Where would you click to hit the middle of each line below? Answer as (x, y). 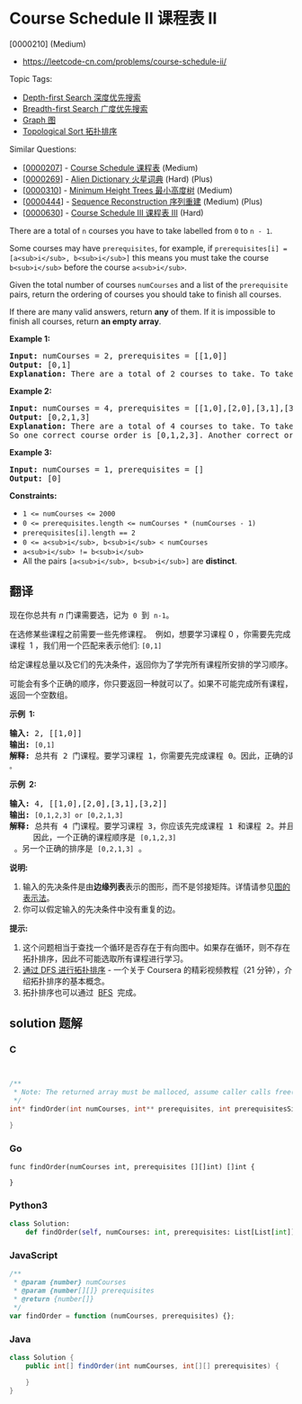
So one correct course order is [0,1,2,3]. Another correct (145, 435)
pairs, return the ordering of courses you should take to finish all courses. (145, 294)
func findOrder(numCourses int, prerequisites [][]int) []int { (132, 1167)
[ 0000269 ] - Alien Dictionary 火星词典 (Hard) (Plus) (117, 179)
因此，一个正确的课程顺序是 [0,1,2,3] (105, 837)
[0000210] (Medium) (48, 44)
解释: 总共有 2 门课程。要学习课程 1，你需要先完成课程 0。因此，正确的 (149, 756)
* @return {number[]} (53, 1300)
